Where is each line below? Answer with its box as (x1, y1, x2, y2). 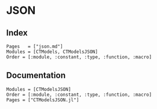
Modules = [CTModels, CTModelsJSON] (6, 49, 98, 55)
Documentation (6, 70, 66, 81)
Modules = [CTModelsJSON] (6, 86, 71, 92)
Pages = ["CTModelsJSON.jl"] (6, 97, 79, 103)
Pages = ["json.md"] (6, 43, 63, 49)
